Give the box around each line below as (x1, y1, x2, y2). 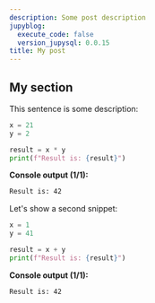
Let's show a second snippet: (9, 203, 118, 214)
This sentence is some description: (9, 103, 139, 114)
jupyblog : (9, 22, 47, 30)
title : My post (9, 47, 66, 56)
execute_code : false (17, 30, 94, 39)
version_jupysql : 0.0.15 (17, 38, 110, 48)
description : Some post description (9, 13, 146, 22)
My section (9, 80, 73, 95)
